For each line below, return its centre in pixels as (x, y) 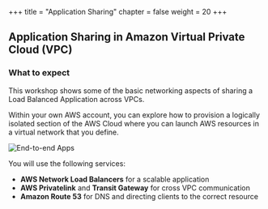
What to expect (39, 73)
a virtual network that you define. (64, 132)
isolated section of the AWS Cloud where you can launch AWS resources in (134, 123)
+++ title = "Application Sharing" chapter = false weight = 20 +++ (118, 12)
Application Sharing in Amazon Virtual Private (127, 37)
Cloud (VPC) (40, 50)
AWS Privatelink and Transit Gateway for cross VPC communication (135, 188)
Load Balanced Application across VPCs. (77, 99)
